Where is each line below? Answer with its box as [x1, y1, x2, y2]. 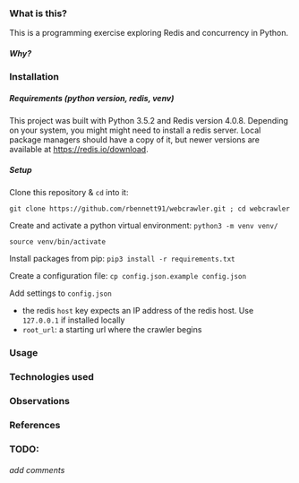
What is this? [9, 7, 67, 20]
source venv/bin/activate [9, 237, 106, 246]
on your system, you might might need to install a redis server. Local [9, 125, 261, 136]
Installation [9, 71, 60, 83]
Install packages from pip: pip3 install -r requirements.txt [9, 254, 235, 264]
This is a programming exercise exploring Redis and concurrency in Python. [9, 28, 289, 39]
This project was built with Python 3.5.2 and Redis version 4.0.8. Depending [9, 116, 288, 126]
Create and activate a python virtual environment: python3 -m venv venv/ [9, 220, 278, 231]
